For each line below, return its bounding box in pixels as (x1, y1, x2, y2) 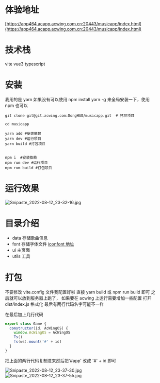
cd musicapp (5, 122, 29, 126)
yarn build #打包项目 (5, 141, 46, 146)
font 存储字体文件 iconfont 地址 (12, 241, 74, 247)
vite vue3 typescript (5, 61, 45, 67)
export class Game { (5, 321, 47, 326)
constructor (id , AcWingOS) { (9, 326, 68, 331)
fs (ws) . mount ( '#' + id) (14, 339, 62, 344)
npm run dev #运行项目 (5, 160, 48, 165)
